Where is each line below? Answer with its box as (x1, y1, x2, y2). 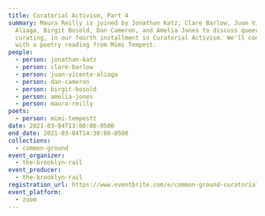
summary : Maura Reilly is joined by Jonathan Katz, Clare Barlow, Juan (8, 19, 248, 27)
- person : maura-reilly (15, 100, 93, 108)
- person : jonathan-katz (15, 56, 97, 64)
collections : (8, 136, 51, 145)
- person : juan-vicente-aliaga (15, 70, 118, 78)
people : (8, 48, 34, 56)
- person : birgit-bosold (15, 85, 97, 93)
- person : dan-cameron (15, 78, 90, 85)
